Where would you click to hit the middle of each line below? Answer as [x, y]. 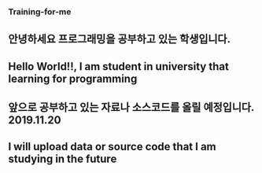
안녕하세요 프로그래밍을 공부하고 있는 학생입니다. [119, 39]
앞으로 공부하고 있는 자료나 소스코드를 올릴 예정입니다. [131, 107]
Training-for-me [40, 12]
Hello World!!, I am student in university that [119, 66]
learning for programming [73, 78]
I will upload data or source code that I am [112, 147]
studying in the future [63, 159]
